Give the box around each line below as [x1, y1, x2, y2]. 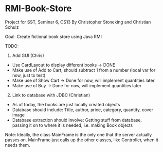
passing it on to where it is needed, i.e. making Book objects [12, 122, 133, 128]
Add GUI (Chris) [12, 52, 45, 58]
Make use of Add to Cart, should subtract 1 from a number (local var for [12, 67, 156, 73]
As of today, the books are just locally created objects [12, 101, 120, 107]
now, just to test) [12, 72, 46, 78]
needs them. [5, 142, 30, 148]
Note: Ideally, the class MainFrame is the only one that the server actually [5, 132, 152, 137]
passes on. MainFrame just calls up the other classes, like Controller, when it [5, 137, 159, 143]
